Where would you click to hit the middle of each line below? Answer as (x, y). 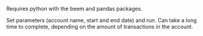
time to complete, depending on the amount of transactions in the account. (100, 27)
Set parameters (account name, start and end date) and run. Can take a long (101, 20)
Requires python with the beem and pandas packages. (74, 9)
